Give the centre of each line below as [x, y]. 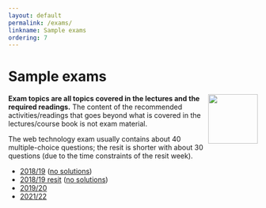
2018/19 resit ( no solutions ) [64, 180]
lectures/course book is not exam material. [78, 124]
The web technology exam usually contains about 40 [95, 139]
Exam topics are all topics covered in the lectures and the [104, 99]
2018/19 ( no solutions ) [56, 172]
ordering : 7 [28, 38]
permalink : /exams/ [40, 23]
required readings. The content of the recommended [95, 107]
